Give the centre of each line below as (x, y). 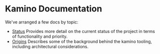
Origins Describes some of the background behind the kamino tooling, (82, 41)
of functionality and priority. (40, 36)
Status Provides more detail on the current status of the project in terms (83, 31)
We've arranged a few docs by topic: (42, 22)
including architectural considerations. (50, 46)
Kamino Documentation (54, 9)
